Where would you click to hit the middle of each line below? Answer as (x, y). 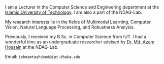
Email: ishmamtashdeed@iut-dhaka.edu (43, 57)
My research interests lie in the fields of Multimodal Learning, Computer (78, 22)
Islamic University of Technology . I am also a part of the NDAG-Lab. (74, 12)
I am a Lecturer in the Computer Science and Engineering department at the (82, 7)
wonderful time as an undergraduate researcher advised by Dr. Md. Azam (80, 42)
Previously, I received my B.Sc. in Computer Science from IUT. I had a (76, 37)
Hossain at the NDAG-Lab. (32, 47)
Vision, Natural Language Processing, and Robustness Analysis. (70, 27)
